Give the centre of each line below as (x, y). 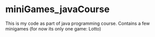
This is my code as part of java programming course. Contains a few (77, 23)
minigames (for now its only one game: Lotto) (53, 28)
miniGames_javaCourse (57, 9)
